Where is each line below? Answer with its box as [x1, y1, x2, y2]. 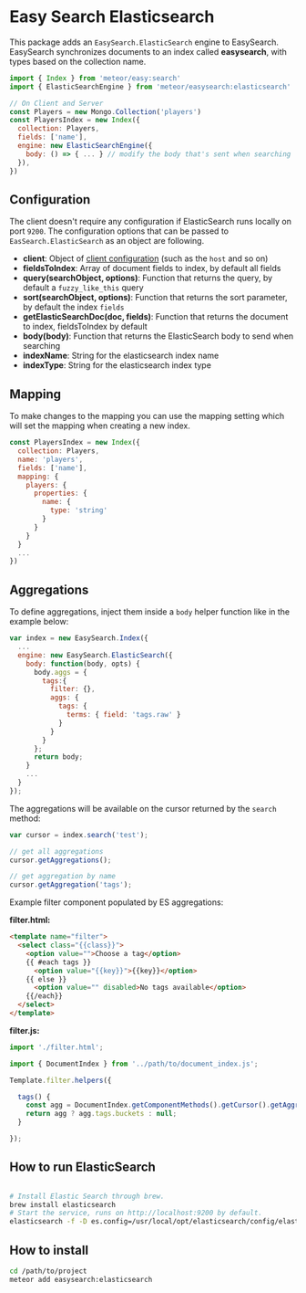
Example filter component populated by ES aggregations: [9, 897, 224, 908]
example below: [9, 616, 69, 627]
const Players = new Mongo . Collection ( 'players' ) [9, 107, 202, 116]
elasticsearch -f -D [9, 1217, 88, 1226]
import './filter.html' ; [9, 1043, 104, 1052]
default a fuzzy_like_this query [22, 282, 144, 293]
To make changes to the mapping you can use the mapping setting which [9, 411, 285, 422]
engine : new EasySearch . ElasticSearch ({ [17, 650, 173, 659]
